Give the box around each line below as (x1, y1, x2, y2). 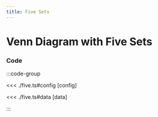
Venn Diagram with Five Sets (6, 34, 153, 48)
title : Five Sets (6, 8, 50, 15)
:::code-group (6, 70, 41, 77)
